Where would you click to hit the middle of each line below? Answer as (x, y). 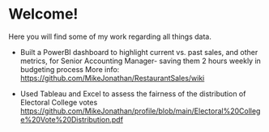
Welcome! (43, 14)
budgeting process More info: (70, 69)
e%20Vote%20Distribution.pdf (72, 119)
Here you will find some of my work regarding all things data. (110, 36)
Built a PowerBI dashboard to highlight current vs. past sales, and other (139, 52)
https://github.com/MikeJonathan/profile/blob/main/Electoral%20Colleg (140, 111)
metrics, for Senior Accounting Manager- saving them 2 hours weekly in (141, 61)
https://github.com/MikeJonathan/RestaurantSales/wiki (112, 78)
